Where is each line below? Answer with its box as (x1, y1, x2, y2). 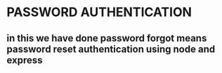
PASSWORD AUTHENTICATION (6, 4, 192, 20)
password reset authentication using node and (6, 43, 216, 55)
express (6, 54, 43, 66)
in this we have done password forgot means (6, 32, 207, 44)
